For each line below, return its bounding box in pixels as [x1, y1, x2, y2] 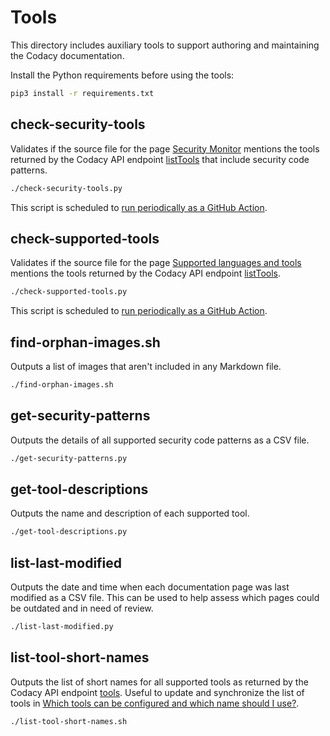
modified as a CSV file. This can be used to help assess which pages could [10, 592, 320, 604]
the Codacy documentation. [10, 49, 125, 61]
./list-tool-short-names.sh [10, 716, 128, 726]
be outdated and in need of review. [10, 602, 154, 615]
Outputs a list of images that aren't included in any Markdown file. [10, 361, 282, 372]
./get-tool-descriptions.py [10, 527, 128, 537]
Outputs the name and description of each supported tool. [10, 507, 250, 520]
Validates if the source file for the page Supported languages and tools [10, 257, 302, 269]
